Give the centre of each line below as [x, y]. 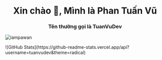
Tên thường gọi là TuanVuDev [85, 27]
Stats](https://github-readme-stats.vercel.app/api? [76, 47]
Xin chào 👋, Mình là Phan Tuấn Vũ [85, 11]
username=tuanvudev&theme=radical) [46, 52]
